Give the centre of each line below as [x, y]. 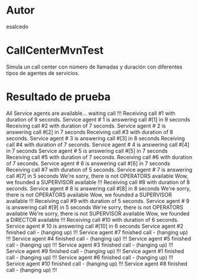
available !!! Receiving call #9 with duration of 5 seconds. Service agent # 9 [98, 201]
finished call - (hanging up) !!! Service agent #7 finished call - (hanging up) [97, 232]
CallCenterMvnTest [55, 50]
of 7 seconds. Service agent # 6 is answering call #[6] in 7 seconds [88, 163]
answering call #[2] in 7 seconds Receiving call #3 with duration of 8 [90, 132]
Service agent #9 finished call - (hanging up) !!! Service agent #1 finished [95, 251]
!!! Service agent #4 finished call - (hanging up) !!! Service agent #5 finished [99, 238]
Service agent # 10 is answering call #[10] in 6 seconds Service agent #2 [95, 226]
